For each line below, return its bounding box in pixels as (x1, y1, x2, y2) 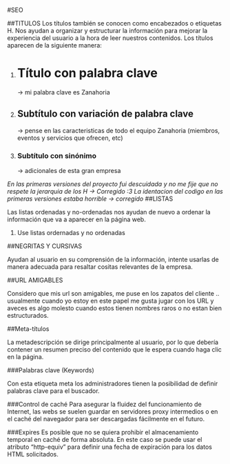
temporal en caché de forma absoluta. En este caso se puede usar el (7, 436, 202, 444)
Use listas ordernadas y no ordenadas (17, 229, 125, 237)
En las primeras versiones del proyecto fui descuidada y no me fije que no (7, 180, 218, 188)
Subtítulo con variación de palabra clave (17, 108, 194, 120)
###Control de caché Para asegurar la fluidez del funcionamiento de (7, 400, 202, 409)
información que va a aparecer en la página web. (7, 215, 146, 223)
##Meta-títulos (7, 325, 50, 333)
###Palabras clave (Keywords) (7, 366, 94, 374)
